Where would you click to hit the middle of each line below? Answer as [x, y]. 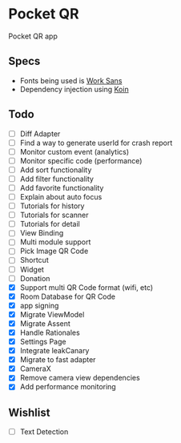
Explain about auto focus [61, 197]
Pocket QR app [33, 36]
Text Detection [44, 432]
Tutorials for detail [50, 224]
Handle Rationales [50, 332]
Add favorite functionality [62, 187]
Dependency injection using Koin [74, 89]
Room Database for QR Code [68, 296]
